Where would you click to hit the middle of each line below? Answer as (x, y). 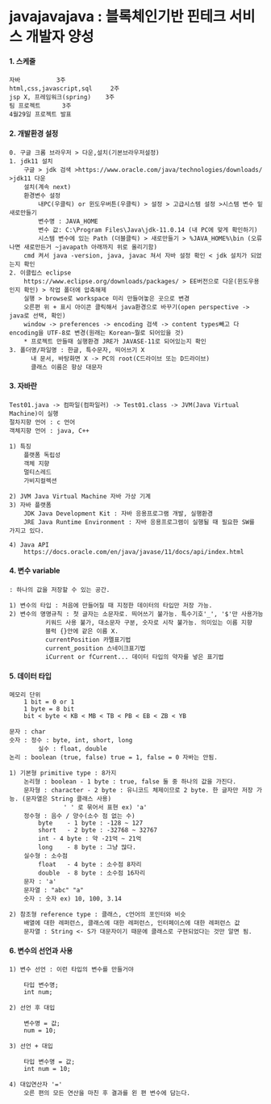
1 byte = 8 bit (49, 709)
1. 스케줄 (23, 61)
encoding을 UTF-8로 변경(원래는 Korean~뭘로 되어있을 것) (97, 333)
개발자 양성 (60, 37)
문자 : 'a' (40, 882)
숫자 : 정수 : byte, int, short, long (71, 741)
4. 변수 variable (35, 571)
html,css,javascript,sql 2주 (65, 89)
